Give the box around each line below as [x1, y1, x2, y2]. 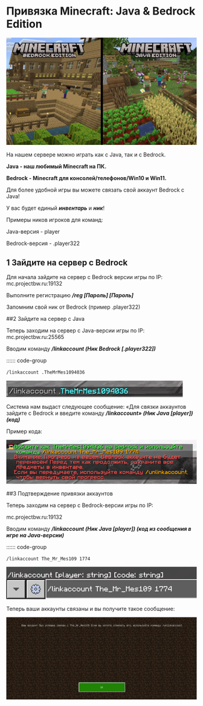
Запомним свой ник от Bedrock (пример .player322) [6, 303, 141, 311]
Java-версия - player [6, 228, 60, 235]
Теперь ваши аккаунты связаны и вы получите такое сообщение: [6, 605, 175, 612]
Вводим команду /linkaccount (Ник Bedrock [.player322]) [6, 345, 156, 352]
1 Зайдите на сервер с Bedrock [6, 257, 128, 267]
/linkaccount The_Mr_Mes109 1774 [6, 556, 91, 562]
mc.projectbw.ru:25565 [6, 334, 65, 341]
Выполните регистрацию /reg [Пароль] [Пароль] [6, 292, 134, 299]
